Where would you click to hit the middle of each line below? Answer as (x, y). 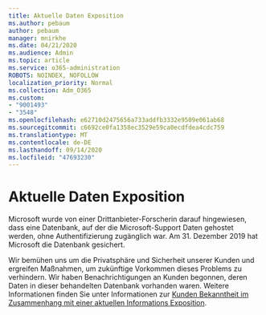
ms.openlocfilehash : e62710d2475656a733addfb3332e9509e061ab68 (117, 120)
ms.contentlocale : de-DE (50, 142)
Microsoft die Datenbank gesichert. (67, 244)
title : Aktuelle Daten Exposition (66, 16)
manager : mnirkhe (37, 38)
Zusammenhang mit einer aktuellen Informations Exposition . (108, 303)
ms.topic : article (39, 61)
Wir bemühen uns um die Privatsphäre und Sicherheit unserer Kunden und (131, 260)
